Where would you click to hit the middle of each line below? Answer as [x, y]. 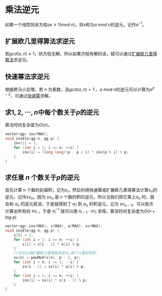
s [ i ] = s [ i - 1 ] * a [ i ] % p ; [52, 244]
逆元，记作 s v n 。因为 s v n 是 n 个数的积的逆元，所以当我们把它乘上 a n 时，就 [80, 198]
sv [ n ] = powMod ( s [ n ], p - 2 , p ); [47, 258]
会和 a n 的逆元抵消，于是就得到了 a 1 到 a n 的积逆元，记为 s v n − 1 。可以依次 [79, 204]
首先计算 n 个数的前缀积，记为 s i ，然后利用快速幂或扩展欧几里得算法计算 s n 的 [81, 191]
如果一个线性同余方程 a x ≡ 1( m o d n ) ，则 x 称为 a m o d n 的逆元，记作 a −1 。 [76, 24]
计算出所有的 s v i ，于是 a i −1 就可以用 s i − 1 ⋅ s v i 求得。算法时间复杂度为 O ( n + [80, 211]
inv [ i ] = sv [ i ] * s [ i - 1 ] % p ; [55, 280]
